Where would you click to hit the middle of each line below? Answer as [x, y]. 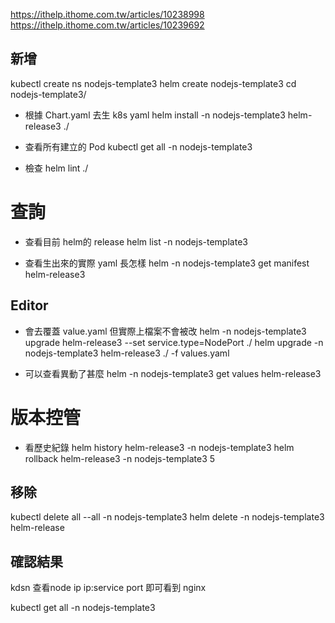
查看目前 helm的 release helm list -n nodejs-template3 [136, 241]
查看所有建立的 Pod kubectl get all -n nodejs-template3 [138, 146]
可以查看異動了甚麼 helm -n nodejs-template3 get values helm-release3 [173, 373]
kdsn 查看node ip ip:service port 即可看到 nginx [108, 588]
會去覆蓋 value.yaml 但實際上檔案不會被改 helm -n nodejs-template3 [165, 331]
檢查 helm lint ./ [56, 168]
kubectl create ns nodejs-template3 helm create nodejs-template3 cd [153, 83]
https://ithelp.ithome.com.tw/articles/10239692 [107, 25]
